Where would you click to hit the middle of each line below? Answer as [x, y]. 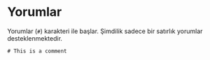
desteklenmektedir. [35, 38]
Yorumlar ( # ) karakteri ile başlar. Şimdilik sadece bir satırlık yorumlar [105, 31]
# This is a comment [37, 51]
